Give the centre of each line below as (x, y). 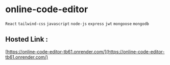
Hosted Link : (27, 39)
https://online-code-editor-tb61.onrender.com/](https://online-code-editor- (86, 51)
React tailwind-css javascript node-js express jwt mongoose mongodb (77, 24)
